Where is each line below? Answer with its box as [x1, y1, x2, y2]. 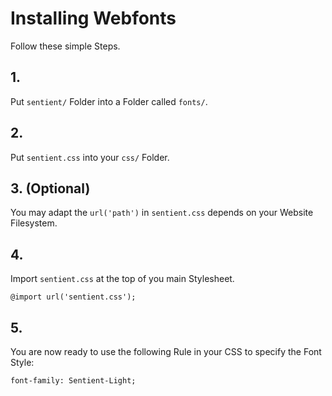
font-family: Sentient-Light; [10, 376, 137, 386]
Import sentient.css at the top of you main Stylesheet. [10, 273, 235, 285]
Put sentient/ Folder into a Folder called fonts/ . [10, 95, 208, 107]
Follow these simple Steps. [10, 40, 121, 52]
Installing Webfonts [10, 7, 177, 30]
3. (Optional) [10, 180, 91, 197]
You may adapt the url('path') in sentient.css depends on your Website [10, 207, 314, 219]
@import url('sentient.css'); [10, 292, 137, 302]
